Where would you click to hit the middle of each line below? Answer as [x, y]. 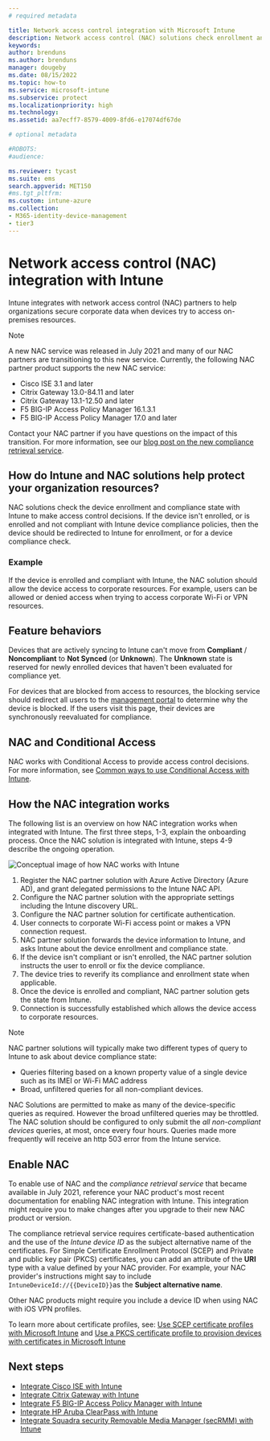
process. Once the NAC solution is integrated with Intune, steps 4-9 [121, 840]
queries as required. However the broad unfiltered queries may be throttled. [134, 1114]
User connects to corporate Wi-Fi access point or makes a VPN [125, 923]
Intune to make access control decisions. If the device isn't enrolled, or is [129, 516]
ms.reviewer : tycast [43, 171]
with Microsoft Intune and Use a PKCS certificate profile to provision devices [135, 1332]
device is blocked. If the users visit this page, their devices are [112, 708]
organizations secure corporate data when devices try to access [115, 311]
